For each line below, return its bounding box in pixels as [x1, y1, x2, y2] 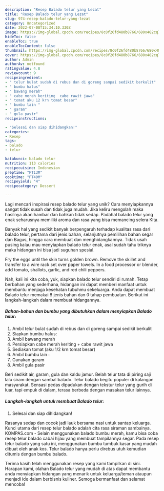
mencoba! [5, 481, 25, 487]
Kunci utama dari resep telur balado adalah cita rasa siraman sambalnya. [5, 425, 151, 431]
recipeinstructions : [5, 116, 47, 121]
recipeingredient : [5, 75, 42, 80]
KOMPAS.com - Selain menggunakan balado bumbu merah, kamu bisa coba [5, 430, 158, 436]
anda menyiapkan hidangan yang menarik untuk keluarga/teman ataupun [5, 471, 152, 476]
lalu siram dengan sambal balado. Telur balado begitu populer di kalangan [5, 376, 154, 382]
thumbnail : [5, 48, 27, 53]
